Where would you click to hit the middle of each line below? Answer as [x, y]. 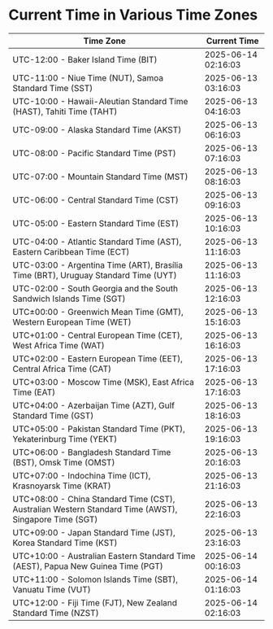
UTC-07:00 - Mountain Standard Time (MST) [100, 177]
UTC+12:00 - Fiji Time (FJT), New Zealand [95, 602]
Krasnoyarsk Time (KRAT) [62, 486]
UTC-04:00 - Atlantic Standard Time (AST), [97, 242]
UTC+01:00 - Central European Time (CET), [97, 335]
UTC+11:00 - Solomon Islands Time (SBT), [95, 579]
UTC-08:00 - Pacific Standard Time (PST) [94, 153]
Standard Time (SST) [53, 88]
